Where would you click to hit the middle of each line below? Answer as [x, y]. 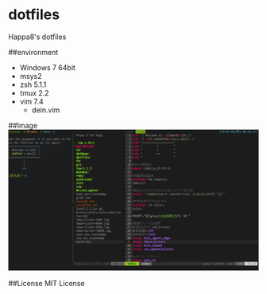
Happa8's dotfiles [37, 37]
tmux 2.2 [34, 92]
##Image [23, 125]
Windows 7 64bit [47, 67]
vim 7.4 [31, 101]
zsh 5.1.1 [33, 84]
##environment [33, 52]
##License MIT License [46, 283]
